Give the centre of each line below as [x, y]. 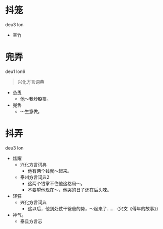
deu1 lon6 [15, 71]
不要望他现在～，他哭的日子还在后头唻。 [69, 190]
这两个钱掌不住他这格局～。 [56, 183]
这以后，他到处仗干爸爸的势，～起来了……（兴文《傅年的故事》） [94, 208]
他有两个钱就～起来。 [50, 171]
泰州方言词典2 [35, 177]
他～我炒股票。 [35, 99]
